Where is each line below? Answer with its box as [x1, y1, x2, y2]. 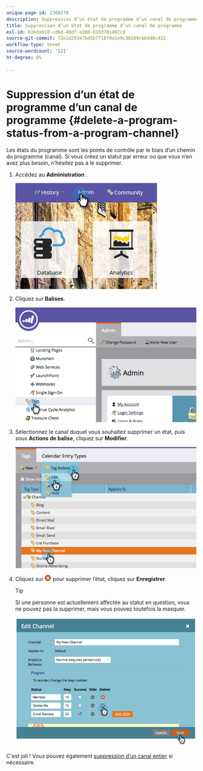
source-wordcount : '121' [6, 48, 69, 54]
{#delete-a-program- [68, 113, 178, 127]
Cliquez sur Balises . [14, 295, 65, 302]
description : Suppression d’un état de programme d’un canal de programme [6, 16, 199, 22]
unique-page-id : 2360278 [6, 10, 69, 16]
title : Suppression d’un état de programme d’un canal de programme [6, 22, 182, 28]
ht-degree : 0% [6, 54, 42, 61]
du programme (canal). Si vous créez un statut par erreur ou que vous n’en [6, 153, 192, 160]
